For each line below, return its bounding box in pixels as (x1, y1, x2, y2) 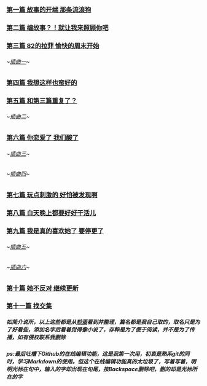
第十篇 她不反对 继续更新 (6, 284, 79, 293)
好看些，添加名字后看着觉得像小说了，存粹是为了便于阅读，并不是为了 (11, 326, 189, 333)
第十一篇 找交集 (6, 302, 52, 310)
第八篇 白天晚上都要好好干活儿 (6, 208, 96, 217)
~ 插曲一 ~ (6, 58, 30, 65)
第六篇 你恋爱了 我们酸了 (6, 133, 79, 142)
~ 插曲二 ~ (6, 112, 30, 120)
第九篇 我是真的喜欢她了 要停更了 (6, 226, 104, 235)
